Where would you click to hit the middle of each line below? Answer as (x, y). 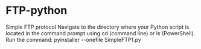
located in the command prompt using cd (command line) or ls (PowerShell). (101, 33)
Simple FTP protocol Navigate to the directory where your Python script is (97, 27)
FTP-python (37, 10)
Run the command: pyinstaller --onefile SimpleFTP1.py (73, 39)
